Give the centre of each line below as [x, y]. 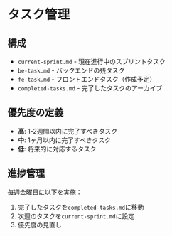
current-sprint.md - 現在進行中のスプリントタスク [91, 61]
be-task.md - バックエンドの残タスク [71, 70]
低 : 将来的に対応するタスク [57, 149]
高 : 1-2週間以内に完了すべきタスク [67, 131]
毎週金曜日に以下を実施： [45, 192]
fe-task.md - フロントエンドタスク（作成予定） [87, 79]
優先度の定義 [36, 113]
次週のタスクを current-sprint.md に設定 [76, 216]
